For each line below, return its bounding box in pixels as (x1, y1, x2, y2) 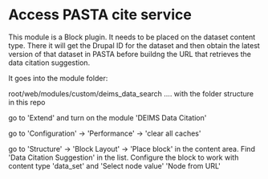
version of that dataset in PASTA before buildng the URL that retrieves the (8, 49, 251, 59)
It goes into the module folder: (8, 73, 108, 83)
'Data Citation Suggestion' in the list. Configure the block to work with (8, 153, 239, 162)
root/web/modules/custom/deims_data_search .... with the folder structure (8, 88, 254, 98)
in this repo (8, 97, 46, 107)
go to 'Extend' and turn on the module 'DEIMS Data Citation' (8, 112, 207, 122)
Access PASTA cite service (8, 6, 193, 24)
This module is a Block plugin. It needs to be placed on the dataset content (8, 32, 256, 42)
